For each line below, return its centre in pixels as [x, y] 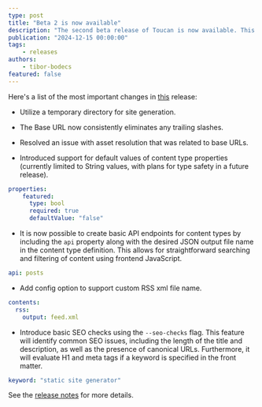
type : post [26, 15]
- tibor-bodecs [47, 67]
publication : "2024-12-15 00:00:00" [68, 37]
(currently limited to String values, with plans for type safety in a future [134, 166]
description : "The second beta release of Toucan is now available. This [132, 30]
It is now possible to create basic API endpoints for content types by [130, 233]
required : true [54, 211]
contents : [24, 302]
